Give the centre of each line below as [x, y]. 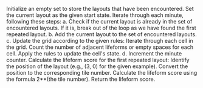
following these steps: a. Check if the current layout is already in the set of [99, 21]
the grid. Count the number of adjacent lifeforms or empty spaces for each [100, 47]
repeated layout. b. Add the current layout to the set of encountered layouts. [101, 34]
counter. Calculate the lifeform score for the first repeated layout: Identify [98, 60]
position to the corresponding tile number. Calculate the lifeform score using [102, 73]
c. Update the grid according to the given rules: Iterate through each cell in [100, 41]
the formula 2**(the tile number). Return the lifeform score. [81, 79]
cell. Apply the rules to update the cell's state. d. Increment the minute [94, 53]
